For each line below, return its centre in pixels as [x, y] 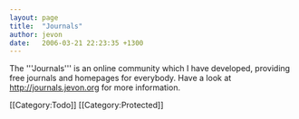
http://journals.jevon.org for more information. [95, 87]
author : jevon [36, 34]
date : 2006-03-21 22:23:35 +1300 [77, 43]
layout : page [34, 18]
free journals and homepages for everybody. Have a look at [121, 78]
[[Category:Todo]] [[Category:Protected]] [87, 105]
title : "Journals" [46, 26]
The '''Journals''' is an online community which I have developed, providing [150, 69]
